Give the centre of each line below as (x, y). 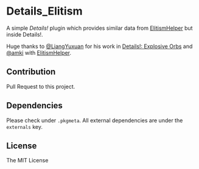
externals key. (24, 126)
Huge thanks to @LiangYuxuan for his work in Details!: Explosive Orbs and (100, 46)
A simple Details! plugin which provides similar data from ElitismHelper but (100, 28)
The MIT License (27, 160)
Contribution (31, 72)
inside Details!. (25, 34)
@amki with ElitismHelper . (39, 52)
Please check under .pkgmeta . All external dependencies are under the (95, 120)
